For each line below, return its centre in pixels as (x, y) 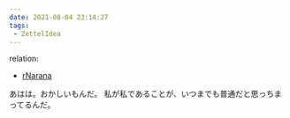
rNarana (37, 76)
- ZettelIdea (37, 33)
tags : (19, 26)
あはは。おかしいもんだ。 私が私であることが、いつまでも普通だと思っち (142, 94)
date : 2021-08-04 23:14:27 (59, 17)
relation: (24, 59)
